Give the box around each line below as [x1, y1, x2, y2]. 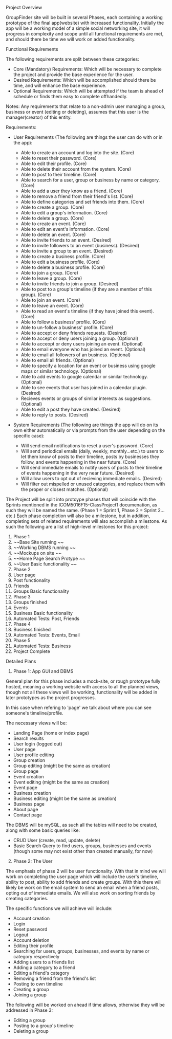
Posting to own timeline [13, 981, 63, 987]
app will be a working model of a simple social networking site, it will [6, 25, 150, 31]
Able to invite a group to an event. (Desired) [20, 248, 113, 254]
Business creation [13, 790, 51, 796]
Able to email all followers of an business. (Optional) [20, 352, 131, 358]
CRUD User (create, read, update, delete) [13, 837, 100, 843]
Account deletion [13, 937, 50, 943]
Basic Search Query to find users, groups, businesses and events [13, 843, 152, 849]
